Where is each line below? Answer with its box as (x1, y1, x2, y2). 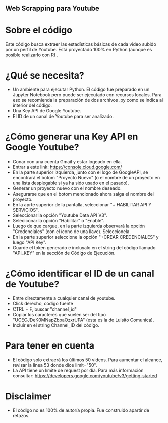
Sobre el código (5, 24, 72, 36)
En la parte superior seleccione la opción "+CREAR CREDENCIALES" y (12, 234, 159, 240)
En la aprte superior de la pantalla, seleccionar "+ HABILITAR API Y (12, 202, 152, 208)
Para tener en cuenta (5, 340, 95, 352)
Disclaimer (5, 391, 51, 402)
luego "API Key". (12, 239, 47, 245)
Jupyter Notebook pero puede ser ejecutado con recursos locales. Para (12, 92, 162, 98)
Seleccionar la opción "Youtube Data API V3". (12, 212, 107, 218)
